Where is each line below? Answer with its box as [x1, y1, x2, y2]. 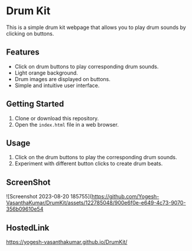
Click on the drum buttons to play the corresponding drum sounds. [14, 154, 177, 161]
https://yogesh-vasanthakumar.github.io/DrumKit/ [6, 239, 128, 245]
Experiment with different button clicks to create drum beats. [14, 160, 163, 167]
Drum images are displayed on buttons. [14, 75, 111, 82]
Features [6, 47, 40, 57]
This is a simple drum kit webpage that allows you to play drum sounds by [6, 24, 186, 31]
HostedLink [6, 223, 50, 233]
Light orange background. [14, 69, 79, 76]
